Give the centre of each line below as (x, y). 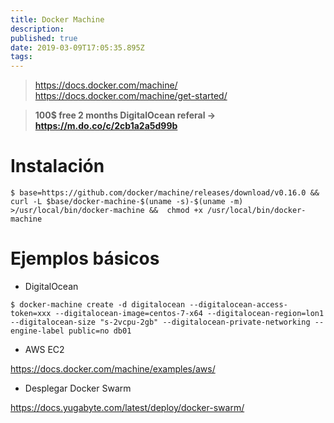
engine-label (37, 331)
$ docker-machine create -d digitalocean (98, 305)
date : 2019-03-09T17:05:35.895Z (77, 47)
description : (37, 29)
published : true (44, 38)
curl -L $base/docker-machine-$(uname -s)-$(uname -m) (127, 202)
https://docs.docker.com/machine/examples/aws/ (113, 369)
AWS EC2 (44, 349)
